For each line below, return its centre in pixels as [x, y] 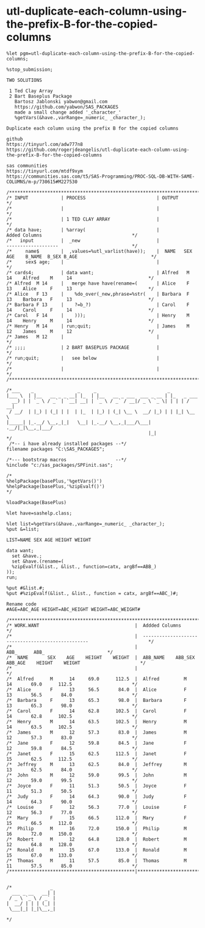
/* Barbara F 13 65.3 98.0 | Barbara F [97, 700]
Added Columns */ [72, 235]
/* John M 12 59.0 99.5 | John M [97, 775]
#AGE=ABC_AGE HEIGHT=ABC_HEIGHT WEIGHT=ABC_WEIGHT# [73, 609]
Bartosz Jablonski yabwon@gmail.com [61, 101]
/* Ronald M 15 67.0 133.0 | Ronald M [97, 850]
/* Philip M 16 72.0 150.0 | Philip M [97, 828]
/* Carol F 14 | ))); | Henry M [98, 315]
